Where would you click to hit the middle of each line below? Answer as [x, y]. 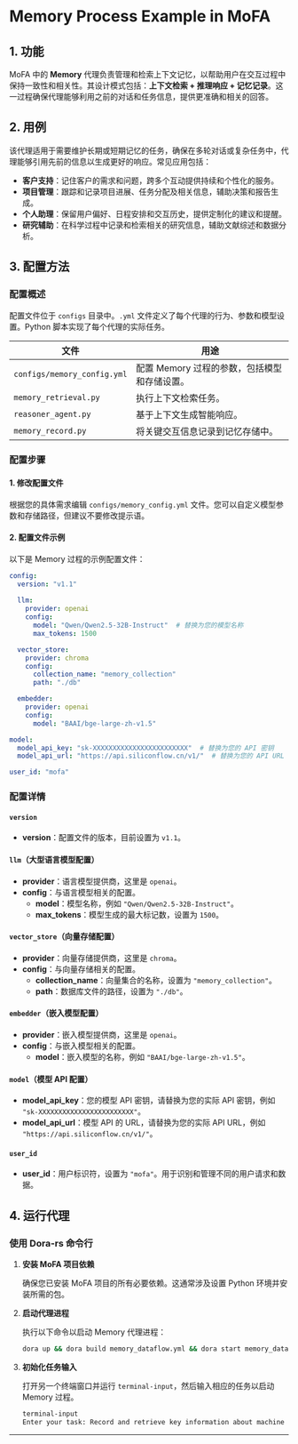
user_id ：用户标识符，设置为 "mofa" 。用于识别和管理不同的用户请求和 [150, 1174]
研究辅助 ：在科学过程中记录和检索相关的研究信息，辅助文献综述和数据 [150, 225]
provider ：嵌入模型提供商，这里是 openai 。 [102, 1034]
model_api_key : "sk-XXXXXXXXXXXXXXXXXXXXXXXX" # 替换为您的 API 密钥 [146, 748]
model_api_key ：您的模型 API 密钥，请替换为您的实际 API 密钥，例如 [149, 1101]
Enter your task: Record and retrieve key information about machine [153, 1422]
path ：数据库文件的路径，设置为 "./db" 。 [111, 991]
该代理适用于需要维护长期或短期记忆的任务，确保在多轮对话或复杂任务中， [145, 150]
